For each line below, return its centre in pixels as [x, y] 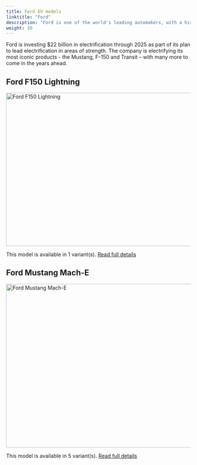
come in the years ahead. [37, 63]
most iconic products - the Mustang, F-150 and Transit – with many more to [97, 57]
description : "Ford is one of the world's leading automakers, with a [94, 22]
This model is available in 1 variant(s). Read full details [71, 255]
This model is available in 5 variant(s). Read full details [72, 456]
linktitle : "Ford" [28, 17]
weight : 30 [19, 28]
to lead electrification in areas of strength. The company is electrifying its [95, 51]
